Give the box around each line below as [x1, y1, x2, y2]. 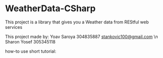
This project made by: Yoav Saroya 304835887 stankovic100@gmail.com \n [5, 34, 158, 39]
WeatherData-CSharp [5, 3, 96, 14]
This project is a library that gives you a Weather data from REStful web [5, 19, 149, 25]
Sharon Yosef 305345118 [5, 39, 56, 44]
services [5, 24, 23, 30]
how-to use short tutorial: [5, 48, 56, 54]
